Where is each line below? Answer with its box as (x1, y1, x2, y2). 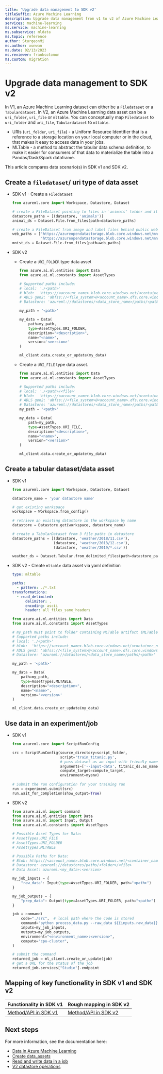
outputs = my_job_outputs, (21, 929, 71, 935)
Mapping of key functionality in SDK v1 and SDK (5, 979, 153, 987)
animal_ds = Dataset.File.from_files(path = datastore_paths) (12, 218, 136, 223)
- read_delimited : (16, 594, 54, 599)
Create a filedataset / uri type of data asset (5, 178, 138, 186)
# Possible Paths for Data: (12, 854, 69, 858)
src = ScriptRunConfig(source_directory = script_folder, (12, 750, 128, 755)
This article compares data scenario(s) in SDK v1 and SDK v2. (5, 164, 128, 170)
